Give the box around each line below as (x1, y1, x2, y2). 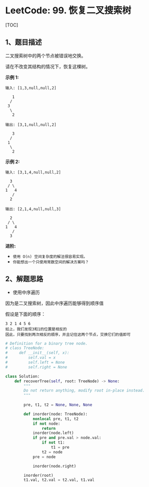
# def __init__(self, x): (5, 351, 70, 356)
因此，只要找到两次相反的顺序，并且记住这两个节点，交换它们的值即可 (5, 332, 131, 337)
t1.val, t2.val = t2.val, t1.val (23, 477, 95, 483)
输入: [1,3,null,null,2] (5, 85, 57, 90)
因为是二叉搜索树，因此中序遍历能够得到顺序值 (5, 300, 104, 306)
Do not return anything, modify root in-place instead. (23, 388, 145, 393)
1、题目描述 (5, 38, 42, 47)
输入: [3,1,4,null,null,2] (5, 170, 61, 175)
